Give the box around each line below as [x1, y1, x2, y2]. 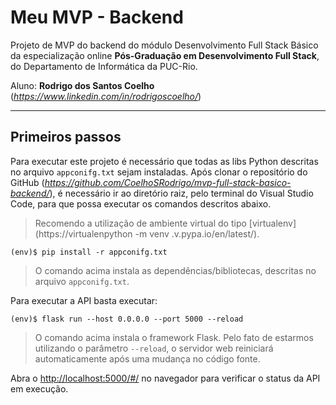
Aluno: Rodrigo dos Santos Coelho [10, 79, 155, 91]
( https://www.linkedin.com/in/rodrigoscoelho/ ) [10, 90, 202, 102]
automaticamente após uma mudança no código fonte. [34, 352, 261, 365]
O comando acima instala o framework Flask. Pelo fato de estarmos [34, 331, 314, 343]
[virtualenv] [248, 217, 297, 229]
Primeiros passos [10, 129, 122, 146]
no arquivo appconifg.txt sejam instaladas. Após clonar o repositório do [10, 166, 308, 178]
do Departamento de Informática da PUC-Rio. [10, 60, 198, 72]
